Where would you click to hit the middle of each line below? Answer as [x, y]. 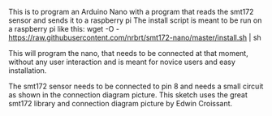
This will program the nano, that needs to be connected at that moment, [129, 53]
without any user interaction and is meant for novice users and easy [122, 62]
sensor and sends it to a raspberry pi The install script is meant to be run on [135, 20]
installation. [28, 71]
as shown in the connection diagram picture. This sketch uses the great [128, 95]
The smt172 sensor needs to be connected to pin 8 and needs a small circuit [136, 86]
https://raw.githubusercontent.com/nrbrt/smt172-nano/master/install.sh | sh [135, 37]
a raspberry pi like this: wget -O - [64, 29]
